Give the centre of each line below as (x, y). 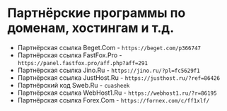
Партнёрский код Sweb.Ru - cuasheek (74, 85)
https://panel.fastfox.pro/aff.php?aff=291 (83, 63)
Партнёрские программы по (97, 13)
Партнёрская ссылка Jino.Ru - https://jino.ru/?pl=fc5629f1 (109, 70)
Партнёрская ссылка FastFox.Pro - (70, 55)
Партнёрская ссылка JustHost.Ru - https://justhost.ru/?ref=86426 (119, 77)
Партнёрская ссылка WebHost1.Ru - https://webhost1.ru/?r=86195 (117, 93)
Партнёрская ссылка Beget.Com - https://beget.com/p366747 (109, 47)
